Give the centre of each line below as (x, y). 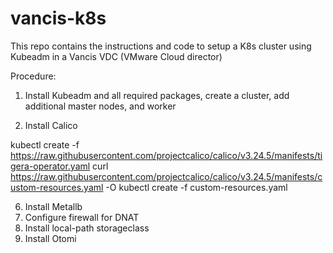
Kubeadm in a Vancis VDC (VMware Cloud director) (116, 56)
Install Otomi (50, 238)
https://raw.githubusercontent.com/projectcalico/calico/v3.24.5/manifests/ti (166, 155)
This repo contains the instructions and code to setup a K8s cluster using (161, 46)
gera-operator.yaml (50, 166)
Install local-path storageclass (87, 228)
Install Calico (51, 125)
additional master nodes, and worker (100, 106)
